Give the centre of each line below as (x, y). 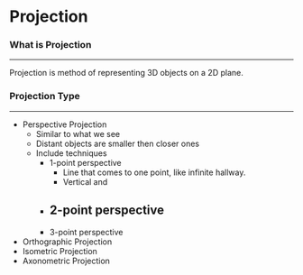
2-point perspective (107, 211)
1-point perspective (85, 162)
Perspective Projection (64, 124)
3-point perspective (86, 232)
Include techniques (71, 153)
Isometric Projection (60, 251)
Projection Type (45, 96)
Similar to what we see (78, 133)
